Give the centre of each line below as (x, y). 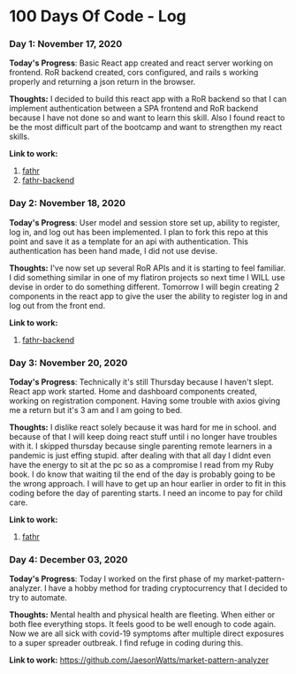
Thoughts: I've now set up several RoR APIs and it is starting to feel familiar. (148, 268)
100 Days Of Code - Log (98, 16)
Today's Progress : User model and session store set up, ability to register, (144, 222)
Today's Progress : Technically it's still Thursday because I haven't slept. (141, 382)
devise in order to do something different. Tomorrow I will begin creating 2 (144, 287)
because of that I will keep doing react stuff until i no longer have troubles (143, 437)
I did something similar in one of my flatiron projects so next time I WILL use (147, 277)
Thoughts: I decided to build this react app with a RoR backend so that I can (148, 99)
